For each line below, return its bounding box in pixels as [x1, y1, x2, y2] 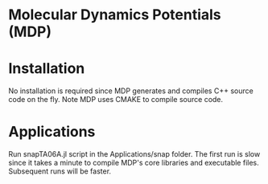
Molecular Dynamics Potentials [8, 6, 221, 24]
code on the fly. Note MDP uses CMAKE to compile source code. [8, 95, 224, 104]
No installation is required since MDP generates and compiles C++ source [8, 86, 254, 96]
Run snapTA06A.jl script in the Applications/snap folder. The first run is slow [8, 149, 261, 159]
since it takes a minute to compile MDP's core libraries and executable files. [8, 158, 259, 168]
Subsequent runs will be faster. [8, 166, 111, 176]
